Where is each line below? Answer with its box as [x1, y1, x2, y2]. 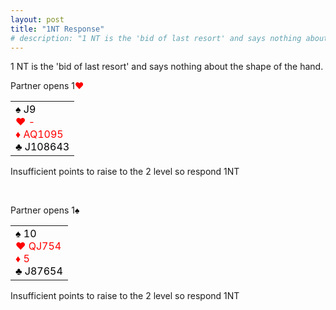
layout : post [10, 14, 65, 25]
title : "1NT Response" [10, 24, 105, 34]
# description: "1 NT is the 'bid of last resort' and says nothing [10, 33, 302, 43]
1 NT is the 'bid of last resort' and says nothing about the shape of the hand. [10, 61, 324, 73]
